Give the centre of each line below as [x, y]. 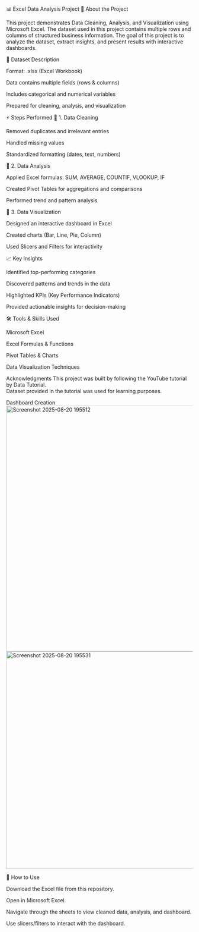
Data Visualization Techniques [43, 367]
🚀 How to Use [23, 877]
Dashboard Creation [31, 403]
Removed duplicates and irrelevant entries [58, 131]
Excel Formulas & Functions [40, 344]
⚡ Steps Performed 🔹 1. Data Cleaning [52, 117]
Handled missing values [35, 143]
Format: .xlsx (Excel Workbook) [44, 71]
